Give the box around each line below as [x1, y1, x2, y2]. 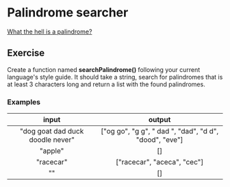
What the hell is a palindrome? [7, 27, 92, 36]
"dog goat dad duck [19, 127, 84, 136]
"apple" [40, 146, 64, 155]
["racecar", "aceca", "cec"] [115, 158, 204, 167]
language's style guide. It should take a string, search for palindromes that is [7, 73, 223, 81]
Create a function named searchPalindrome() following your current [7, 65, 201, 73]
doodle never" [29, 135, 75, 145]
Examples [7, 97, 41, 107]
